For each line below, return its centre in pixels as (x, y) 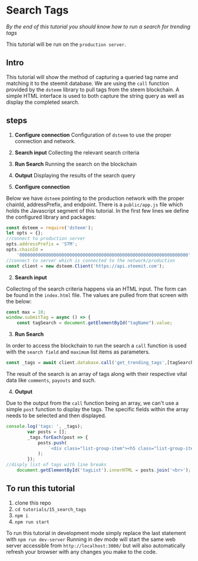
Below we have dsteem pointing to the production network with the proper (95, 198)
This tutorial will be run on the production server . (66, 44)
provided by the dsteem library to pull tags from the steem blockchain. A (93, 90)
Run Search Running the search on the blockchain (76, 164)
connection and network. (45, 141)
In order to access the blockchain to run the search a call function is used (96, 346)
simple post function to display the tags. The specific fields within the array (97, 410)
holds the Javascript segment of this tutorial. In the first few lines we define (98, 210)
